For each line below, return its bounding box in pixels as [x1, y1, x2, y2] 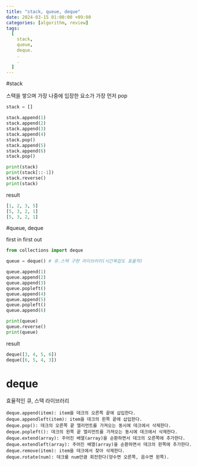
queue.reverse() [6, 324, 46, 330]
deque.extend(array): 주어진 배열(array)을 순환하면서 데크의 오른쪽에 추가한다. [6, 435, 186, 442]
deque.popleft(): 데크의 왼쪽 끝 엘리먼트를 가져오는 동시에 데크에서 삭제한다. [6, 429, 178, 435]
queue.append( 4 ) [6, 291, 46, 297]
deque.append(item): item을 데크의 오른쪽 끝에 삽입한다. [6, 410, 136, 416]
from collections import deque [6, 247, 83, 254]
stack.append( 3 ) [6, 126, 46, 132]
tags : [6, 25, 20, 31]
